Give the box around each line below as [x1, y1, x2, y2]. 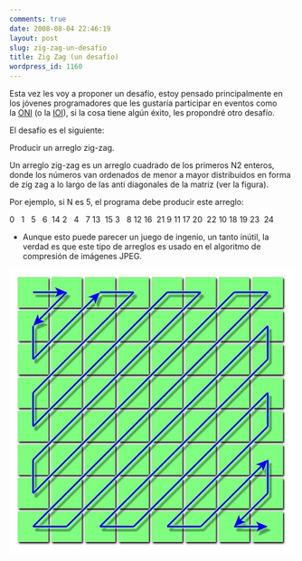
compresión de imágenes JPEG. [22, 251, 143, 261]
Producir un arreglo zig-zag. [9, 143, 115, 153]
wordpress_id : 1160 [9, 62, 83, 71]
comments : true [9, 14, 67, 23]
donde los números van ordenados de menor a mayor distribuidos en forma [9, 170, 291, 180]
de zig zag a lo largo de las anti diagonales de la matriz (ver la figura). [9, 179, 269, 190]
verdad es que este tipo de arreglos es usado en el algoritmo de [22, 241, 261, 252]
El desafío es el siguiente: [9, 125, 105, 136]
